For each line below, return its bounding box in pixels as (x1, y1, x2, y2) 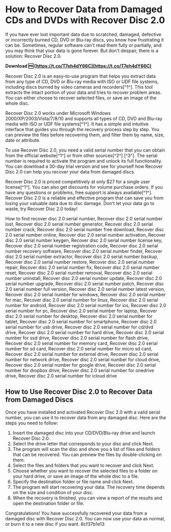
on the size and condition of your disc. (12, 489, 93, 495)
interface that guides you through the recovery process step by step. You (5, 126, 160, 132)
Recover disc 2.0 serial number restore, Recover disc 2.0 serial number (5, 259, 155, 265)
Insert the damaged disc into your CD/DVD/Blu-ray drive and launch (12, 429, 156, 436)
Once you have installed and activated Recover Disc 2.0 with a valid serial (5, 409, 161, 415)
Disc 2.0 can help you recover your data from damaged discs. (5, 168, 135, 174)
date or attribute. (5, 137, 41, 143)
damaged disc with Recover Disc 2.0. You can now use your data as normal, (5, 515, 165, 521)
